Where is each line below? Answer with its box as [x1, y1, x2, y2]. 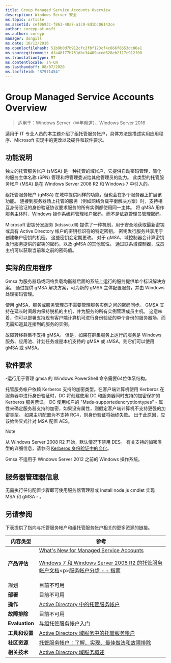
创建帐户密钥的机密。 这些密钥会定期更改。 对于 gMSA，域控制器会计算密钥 [5, 234, 164, 240]
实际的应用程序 [5, 264, 52, 272]
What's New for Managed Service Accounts [39, 547, 144, 554]
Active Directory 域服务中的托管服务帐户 [39, 630, 135, 636]
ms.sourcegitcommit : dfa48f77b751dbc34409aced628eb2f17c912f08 [5, 50, 142, 55]
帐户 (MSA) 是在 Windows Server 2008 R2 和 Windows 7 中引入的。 [9, 180, 152, 187]
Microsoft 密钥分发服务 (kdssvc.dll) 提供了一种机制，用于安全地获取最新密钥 [5, 221, 165, 227]
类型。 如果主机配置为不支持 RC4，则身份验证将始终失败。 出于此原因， [9, 412, 161, 418]
